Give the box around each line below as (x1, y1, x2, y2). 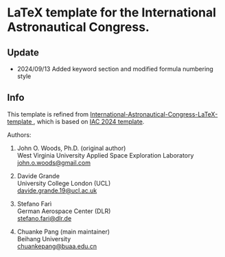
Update (7, 47, 40, 58)
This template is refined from (7, 110, 89, 118)
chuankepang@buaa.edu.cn (16, 242, 97, 250)
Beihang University (16, 234, 71, 243)
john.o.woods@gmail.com (16, 158, 91, 167)
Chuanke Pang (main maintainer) (16, 228, 110, 236)
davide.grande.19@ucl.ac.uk (16, 186, 97, 195)
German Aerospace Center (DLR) (16, 207, 111, 215)
